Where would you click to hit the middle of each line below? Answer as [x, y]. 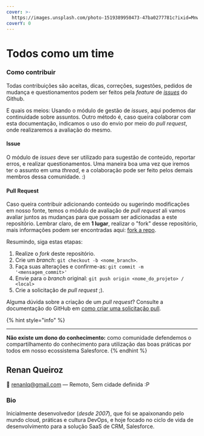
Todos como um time [60, 53]
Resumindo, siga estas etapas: [45, 242]
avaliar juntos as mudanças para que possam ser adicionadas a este [92, 217]
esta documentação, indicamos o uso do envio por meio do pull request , [97, 123]
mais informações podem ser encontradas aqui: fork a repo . [81, 230]
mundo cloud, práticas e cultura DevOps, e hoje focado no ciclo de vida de [100, 420]
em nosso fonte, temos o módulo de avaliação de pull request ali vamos [96, 211]
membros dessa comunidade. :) [46, 177]
